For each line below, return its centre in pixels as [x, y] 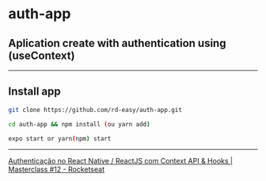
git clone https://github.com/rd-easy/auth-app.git [95, 110]
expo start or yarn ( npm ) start [60, 139]
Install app [34, 92]
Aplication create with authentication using [117, 43]
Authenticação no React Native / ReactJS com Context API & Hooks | [121, 161]
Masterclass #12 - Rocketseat [57, 169]
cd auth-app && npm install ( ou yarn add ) [79, 124]
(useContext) [42, 55]
